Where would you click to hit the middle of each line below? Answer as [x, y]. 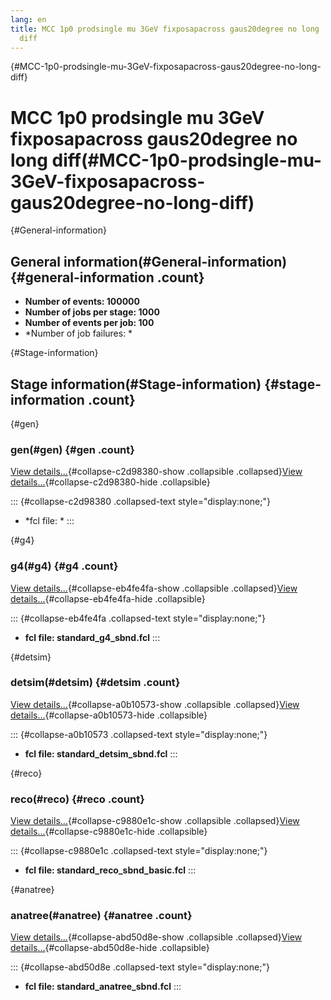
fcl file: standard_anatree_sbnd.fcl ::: [103, 987]
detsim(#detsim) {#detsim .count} [95, 683]
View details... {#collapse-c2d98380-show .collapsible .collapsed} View [156, 472]
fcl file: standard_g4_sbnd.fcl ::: [92, 637]
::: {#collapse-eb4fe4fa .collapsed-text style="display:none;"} [138, 618]
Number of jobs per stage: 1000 [92, 312]
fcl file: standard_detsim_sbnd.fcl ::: [101, 753]
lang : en [28, 19]
